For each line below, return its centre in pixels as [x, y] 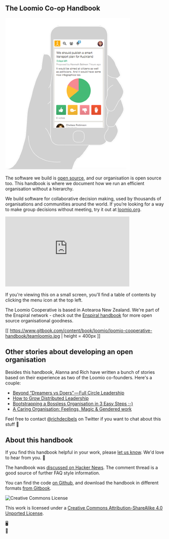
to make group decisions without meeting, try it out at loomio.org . [73, 209]
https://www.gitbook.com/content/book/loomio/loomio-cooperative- [81, 331]
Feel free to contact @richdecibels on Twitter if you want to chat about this [83, 418]
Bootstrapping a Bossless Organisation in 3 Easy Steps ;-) [73, 403]
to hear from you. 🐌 [25, 458]
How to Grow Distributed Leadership [51, 398]
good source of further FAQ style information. [53, 473]
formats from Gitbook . [28, 488]
